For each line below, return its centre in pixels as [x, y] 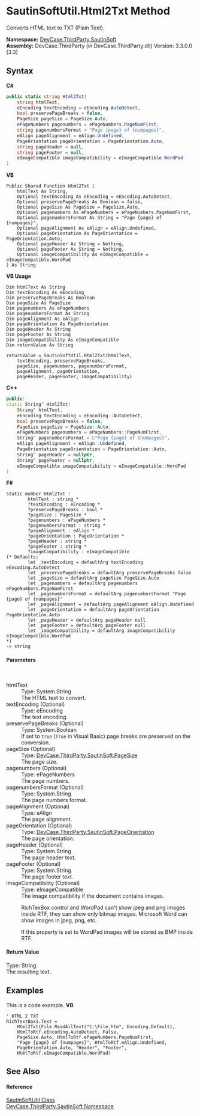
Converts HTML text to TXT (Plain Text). [55, 28]
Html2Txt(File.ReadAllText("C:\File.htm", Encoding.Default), [96, 1026]
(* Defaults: [22, 557]
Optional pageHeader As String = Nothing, [71, 244]
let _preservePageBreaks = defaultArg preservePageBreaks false [110, 573]
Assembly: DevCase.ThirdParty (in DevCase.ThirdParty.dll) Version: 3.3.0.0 [99, 46]
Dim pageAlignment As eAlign [43, 319]
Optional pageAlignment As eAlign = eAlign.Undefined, [87, 228]
